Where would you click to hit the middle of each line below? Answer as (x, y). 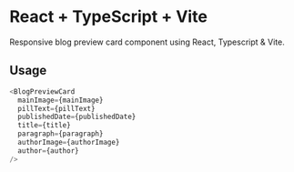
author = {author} (48, 151)
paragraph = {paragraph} (61, 134)
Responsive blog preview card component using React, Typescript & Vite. (147, 42)
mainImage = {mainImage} (61, 100)
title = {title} (44, 126)
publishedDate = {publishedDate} (77, 117)
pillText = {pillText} (56, 108)
